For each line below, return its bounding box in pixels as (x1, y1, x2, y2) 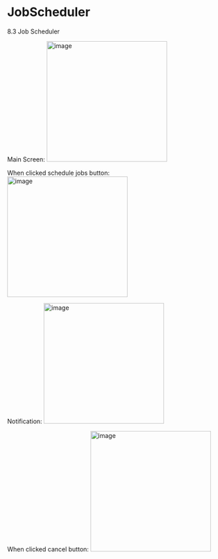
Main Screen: (7, 155, 45, 164)
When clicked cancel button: (7, 544, 89, 553)
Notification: (7, 417, 43, 425)
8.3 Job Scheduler (7, 27, 60, 36)
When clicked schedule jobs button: (7, 168, 110, 177)
